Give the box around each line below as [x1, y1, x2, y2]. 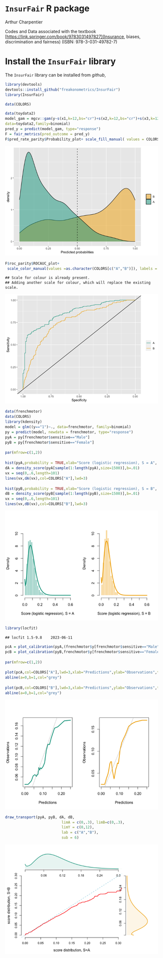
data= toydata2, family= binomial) [5, 121, 70, 127]
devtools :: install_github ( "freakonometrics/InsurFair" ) [5, 87, 120, 92]
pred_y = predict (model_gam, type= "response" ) [5, 127, 101, 131]
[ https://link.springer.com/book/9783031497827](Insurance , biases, [5, 34, 141, 39]
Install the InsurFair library [5, 56, 116, 67]
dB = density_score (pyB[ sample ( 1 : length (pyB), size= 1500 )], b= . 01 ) [5, 491, 140, 496]
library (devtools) [5, 82, 42, 87]
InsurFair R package [5, 3, 90, 14]
